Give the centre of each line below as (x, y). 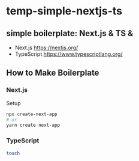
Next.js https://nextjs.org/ (46, 47)
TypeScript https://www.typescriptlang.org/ (69, 54)
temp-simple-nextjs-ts (64, 11)
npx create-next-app (32, 114)
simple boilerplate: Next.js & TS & (70, 33)
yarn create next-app (33, 125)
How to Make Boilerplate (53, 73)
